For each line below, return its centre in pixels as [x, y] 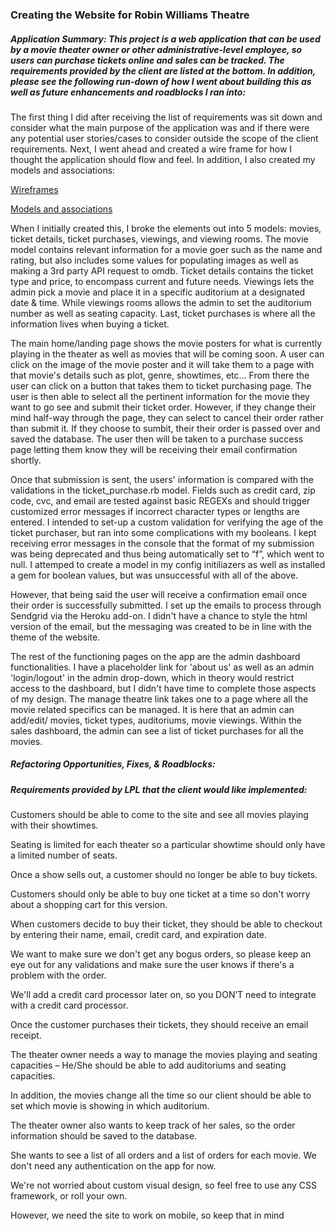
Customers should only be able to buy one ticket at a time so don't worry [160, 894]
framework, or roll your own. [69, 1196]
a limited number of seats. [64, 855]
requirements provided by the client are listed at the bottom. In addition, [163, 70]
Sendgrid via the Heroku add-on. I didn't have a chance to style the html [159, 615]
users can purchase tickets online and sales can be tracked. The [147, 60]
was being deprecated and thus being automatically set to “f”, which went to [167, 554]
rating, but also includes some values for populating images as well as [154, 260]
